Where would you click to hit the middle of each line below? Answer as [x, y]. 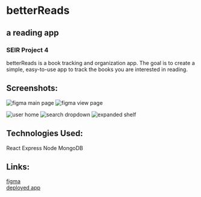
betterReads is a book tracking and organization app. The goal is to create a [101, 63]
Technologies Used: [45, 133]
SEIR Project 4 [27, 50]
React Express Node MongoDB [45, 148]
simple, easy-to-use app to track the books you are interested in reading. [97, 69]
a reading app [33, 33]
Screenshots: [32, 88]
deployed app [24, 188]
